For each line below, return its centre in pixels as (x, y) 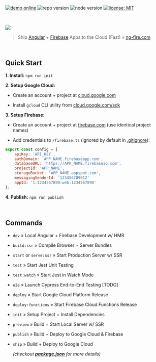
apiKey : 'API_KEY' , (35, 154)
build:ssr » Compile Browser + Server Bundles (62, 245)
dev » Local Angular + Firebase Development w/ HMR (68, 235)
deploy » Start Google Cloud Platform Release (60, 294)
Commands (24, 223)
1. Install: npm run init (29, 75)
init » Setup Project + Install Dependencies (59, 314)
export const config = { (32, 149)
